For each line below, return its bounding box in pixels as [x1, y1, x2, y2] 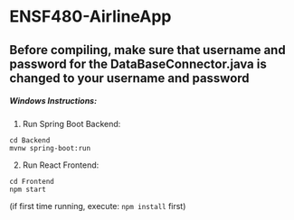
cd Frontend [9, 177, 54, 186]
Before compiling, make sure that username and [9, 42, 287, 58]
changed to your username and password [9, 70, 251, 86]
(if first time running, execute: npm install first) [9, 200, 186, 211]
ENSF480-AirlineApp [9, 6, 172, 27]
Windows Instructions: [9, 96, 98, 106]
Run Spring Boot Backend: [22, 118, 121, 129]
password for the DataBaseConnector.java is [9, 56, 267, 71]
